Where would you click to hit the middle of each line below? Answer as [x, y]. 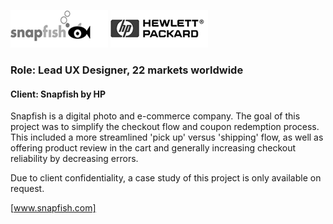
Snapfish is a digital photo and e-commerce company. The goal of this [155, 116]
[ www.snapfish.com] [53, 208]
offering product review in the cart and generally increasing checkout [153, 148]
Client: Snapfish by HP [58, 94]
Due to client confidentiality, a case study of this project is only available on [166, 178]
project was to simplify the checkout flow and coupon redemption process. [165, 127]
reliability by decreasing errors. [74, 159]
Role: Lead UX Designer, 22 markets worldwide [127, 70]
